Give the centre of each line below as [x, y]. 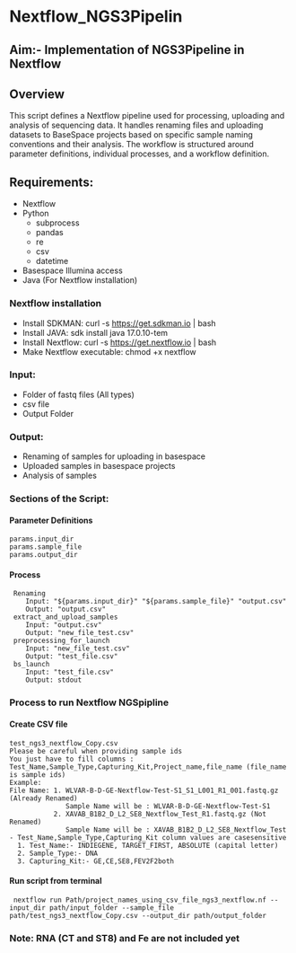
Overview [37, 94]
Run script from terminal [56, 881]
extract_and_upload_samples [65, 617]
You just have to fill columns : [72, 759]
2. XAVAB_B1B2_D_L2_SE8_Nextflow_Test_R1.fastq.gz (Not [160, 814]
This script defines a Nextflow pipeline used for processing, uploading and [147, 116]
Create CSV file [39, 724]
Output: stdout [54, 680]
